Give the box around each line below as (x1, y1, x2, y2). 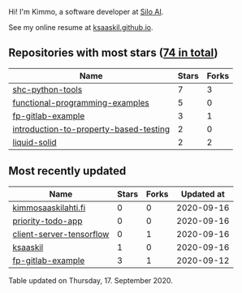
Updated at (180, 188, 225, 200)
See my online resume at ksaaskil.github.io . (8, 23, 153, 32)
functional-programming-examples (12, 97, 150, 108)
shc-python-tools (12, 84, 83, 95)
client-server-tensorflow (12, 228, 110, 239)
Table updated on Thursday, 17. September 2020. (8, 275, 173, 285)
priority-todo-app (12, 215, 83, 226)
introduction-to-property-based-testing (12, 123, 171, 135)
